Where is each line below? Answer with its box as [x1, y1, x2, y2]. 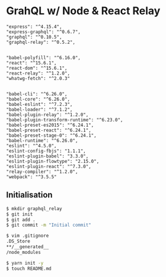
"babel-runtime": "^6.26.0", [6, 137, 78, 143]
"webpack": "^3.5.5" [6, 173, 58, 180]
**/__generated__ [6, 244, 49, 250]
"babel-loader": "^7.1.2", [6, 107, 73, 112]
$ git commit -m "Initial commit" [6, 222, 92, 228]
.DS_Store [6, 239, 31, 244]
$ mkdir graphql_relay [6, 205, 62, 211]
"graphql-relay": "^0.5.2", [6, 39, 76, 45]
